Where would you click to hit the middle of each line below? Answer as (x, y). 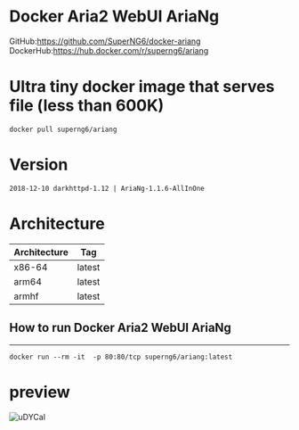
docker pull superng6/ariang (63, 129)
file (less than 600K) (87, 106)
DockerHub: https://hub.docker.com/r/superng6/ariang (109, 50)
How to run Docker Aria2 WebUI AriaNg (120, 328)
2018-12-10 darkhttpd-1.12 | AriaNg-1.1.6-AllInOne (107, 188)
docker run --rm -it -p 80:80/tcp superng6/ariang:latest (121, 357)
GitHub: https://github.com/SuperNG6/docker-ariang (105, 41)
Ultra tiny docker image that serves (142, 87)
